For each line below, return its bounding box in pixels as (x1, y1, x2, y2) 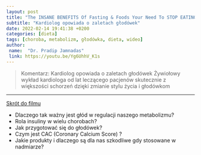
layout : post (6, 8, 39, 15)
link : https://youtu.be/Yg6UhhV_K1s (8, 53, 100, 59)
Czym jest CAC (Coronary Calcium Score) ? (14, 130, 123, 138)
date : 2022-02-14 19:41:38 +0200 (6, 25, 90, 32)
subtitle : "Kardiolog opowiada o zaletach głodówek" (6, 20, 141, 26)
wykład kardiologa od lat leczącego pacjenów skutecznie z (20, 76, 166, 83)
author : (6, 42, 26, 48)
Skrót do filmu (6, 99, 41, 107)
